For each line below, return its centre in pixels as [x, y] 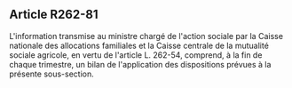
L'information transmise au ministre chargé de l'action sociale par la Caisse [146, 36]
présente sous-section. [52, 74]
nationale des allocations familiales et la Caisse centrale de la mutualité [139, 45]
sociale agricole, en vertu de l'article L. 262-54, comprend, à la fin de [136, 55]
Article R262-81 [54, 15]
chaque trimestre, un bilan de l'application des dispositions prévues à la [140, 64]
